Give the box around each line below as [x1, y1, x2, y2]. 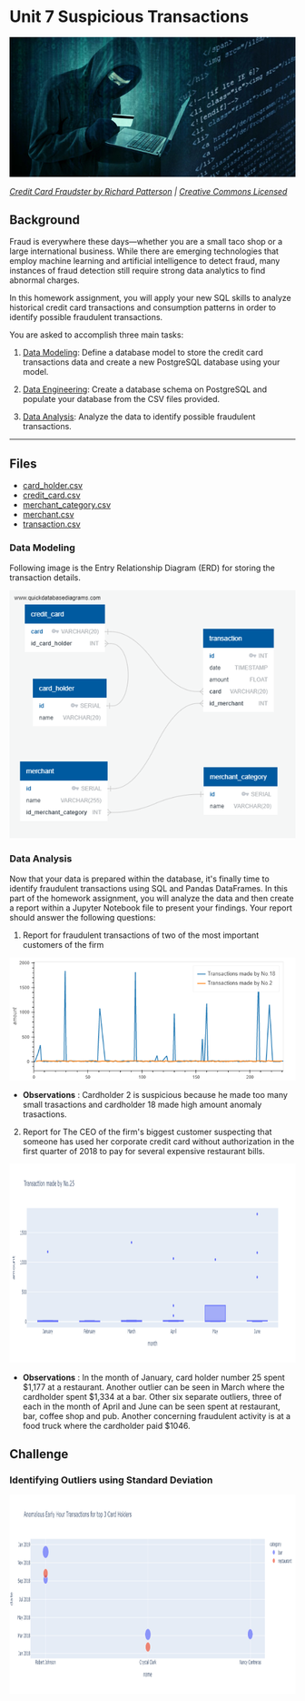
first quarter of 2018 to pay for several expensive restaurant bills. [22, 1145, 265, 1156]
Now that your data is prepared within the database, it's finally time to [9, 873, 270, 884]
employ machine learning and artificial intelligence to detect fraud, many [9, 256, 280, 267]
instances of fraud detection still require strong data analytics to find [9, 266, 266, 277]
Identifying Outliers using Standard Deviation [9, 1474, 213, 1486]
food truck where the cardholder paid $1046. [22, 1420, 191, 1431]
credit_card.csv [22, 489, 81, 501]
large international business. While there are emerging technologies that [9, 246, 280, 257]
